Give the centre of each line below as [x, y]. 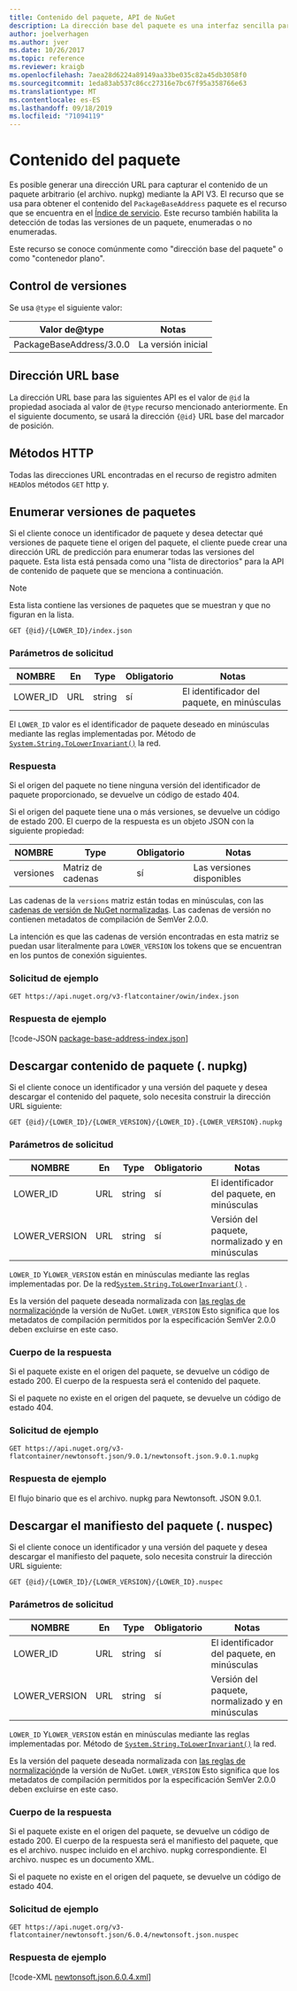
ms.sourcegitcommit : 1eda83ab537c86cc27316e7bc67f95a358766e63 [128, 83]
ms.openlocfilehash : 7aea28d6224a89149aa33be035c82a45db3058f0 [128, 75]
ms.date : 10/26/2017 [47, 51]
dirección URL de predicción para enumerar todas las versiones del [132, 552]
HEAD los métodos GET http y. [59, 484]
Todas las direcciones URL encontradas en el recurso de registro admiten [143, 474]
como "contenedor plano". [57, 259]
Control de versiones [68, 286]
